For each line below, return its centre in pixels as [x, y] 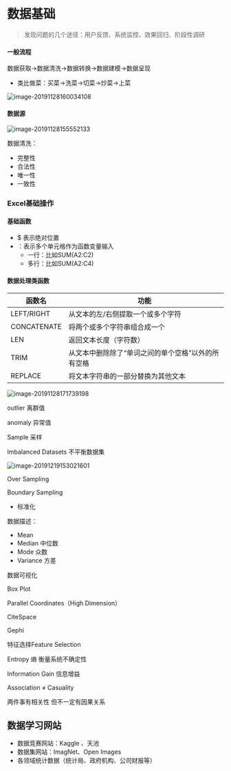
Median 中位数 [37, 543]
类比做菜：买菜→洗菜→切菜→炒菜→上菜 [74, 83]
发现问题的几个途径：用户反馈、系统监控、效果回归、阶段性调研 [114, 34]
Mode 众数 [32, 552]
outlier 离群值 [26, 408]
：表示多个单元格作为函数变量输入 [65, 246]
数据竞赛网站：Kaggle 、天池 [58, 743]
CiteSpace [22, 617]
